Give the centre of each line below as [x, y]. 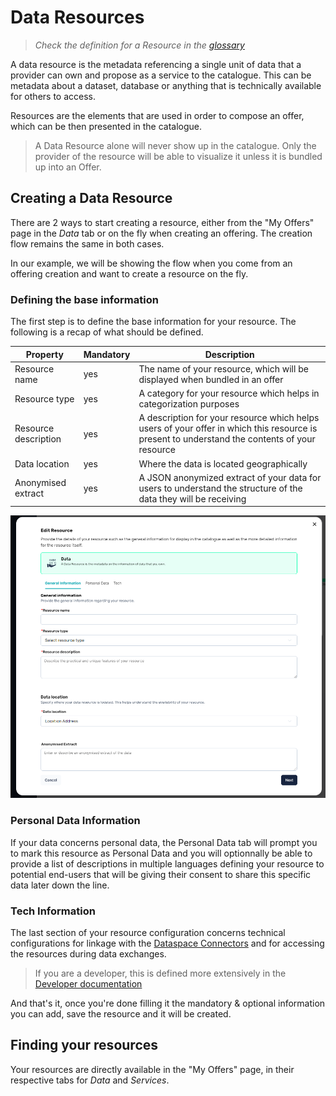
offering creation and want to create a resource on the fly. [129, 273]
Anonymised [40, 483]
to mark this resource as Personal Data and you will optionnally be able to [161, 853]
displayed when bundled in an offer [211, 379]
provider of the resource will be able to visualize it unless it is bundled [178, 156]
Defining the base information [84, 299]
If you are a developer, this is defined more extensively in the [160, 973]
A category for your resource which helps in [229, 393]
